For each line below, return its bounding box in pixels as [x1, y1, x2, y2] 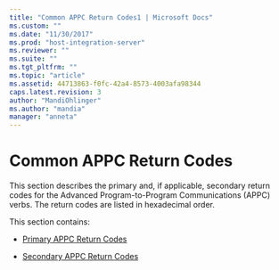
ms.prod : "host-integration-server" [9, 37, 145, 47]
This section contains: [9, 217, 91, 227]
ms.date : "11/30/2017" [9, 29, 94, 38]
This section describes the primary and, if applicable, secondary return [9, 180, 270, 192]
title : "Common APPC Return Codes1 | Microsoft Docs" [9, 12, 214, 22]
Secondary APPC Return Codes [21, 251, 139, 262]
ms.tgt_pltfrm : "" [9, 63, 78, 72]
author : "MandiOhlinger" [9, 95, 102, 105]
